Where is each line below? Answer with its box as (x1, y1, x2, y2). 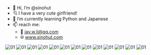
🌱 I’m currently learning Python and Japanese (12, 16, 108, 22)
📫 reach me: (12, 22, 40, 27)
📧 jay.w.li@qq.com (20, 29, 59, 35)
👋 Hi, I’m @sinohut (12, 5, 52, 11)
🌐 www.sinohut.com (20, 34, 63, 40)
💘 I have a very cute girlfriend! (12, 10, 78, 16)
